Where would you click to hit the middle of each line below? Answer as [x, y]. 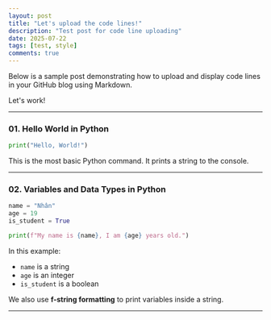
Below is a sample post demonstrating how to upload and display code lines [134, 76]
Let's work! [27, 100]
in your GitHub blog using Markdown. [71, 85]
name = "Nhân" [32, 206]
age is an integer [47, 275]
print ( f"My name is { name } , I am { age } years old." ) [99, 236]
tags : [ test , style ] [43, 46]
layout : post [30, 16]
